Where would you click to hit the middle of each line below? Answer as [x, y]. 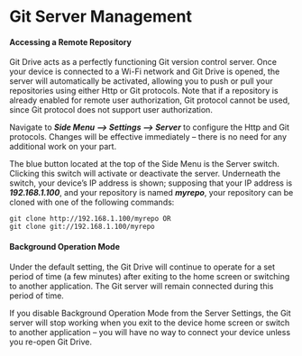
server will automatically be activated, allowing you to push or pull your [141, 81]
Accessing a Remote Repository [71, 41]
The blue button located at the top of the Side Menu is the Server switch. [144, 164]
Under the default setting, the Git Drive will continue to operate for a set [142, 267]
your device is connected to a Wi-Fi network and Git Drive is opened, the [145, 72]
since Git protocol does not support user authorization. [111, 110]
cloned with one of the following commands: [92, 202]
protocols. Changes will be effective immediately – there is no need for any [148, 137]
